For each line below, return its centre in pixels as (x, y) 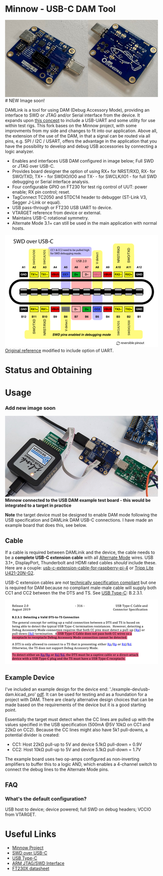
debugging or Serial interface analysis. (51, 181)
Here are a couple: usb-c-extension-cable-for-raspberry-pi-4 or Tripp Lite (79, 568)
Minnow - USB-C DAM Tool (60, 9)
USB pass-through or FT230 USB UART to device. (62, 207)
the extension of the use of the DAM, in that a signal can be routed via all (78, 136)
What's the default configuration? (46, 798)
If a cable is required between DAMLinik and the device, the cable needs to (80, 553)
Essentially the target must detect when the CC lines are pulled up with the (80, 719)
